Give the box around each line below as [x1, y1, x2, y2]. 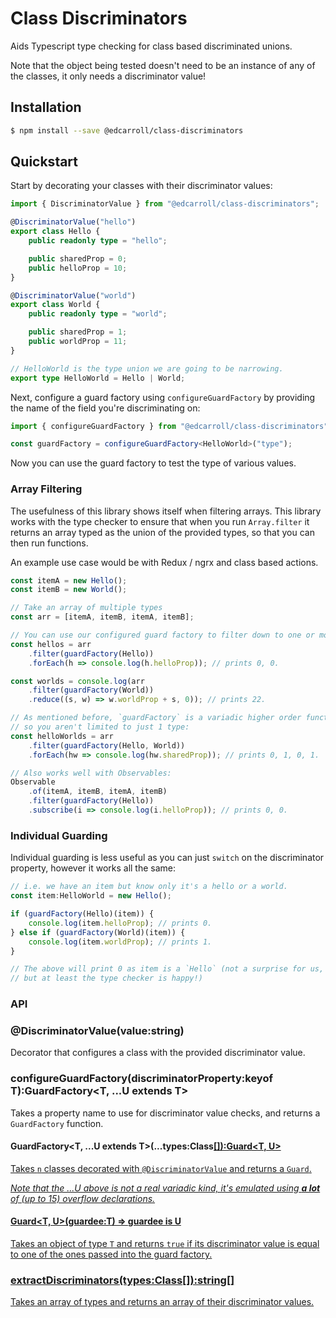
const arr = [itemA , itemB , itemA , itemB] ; [10, 612, 195, 622]
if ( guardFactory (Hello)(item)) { [10, 909, 155, 919]
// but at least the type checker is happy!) [10, 973, 203, 984]
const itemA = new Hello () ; [10, 575, 128, 586]
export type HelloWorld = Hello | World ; [10, 373, 186, 383]
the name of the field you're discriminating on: [10, 402, 201, 414]
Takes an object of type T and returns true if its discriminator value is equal [10, 1238, 320, 1250]
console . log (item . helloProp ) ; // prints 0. [28, 918, 213, 928]
